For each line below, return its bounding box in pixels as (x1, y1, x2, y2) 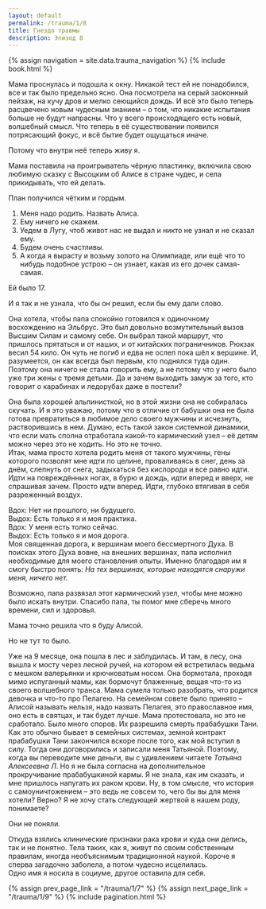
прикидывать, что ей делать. (8, 178, 106, 188)
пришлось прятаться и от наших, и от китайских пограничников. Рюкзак (8, 340, 256, 349)
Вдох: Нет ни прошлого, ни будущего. (8, 506, 137, 515)
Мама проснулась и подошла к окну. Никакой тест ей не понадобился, (8, 80, 249, 89)
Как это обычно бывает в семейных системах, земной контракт (8, 728, 226, 737)
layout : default (8, 11, 62, 20)
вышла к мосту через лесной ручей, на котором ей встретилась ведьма (8, 660, 256, 670)
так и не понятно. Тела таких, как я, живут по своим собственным (8, 843, 234, 853)
